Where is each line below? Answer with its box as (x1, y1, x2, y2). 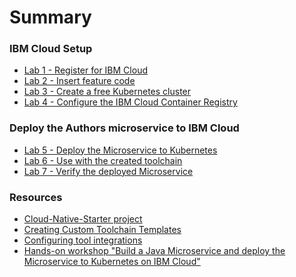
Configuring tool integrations (23, 234, 143, 246)
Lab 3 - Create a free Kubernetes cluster (23, 86, 192, 98)
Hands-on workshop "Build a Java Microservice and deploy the (23, 245, 286, 257)
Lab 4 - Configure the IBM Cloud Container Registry (23, 96, 238, 108)
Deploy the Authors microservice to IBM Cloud (9, 121, 240, 135)
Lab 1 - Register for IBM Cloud (23, 64, 148, 76)
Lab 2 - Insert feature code (23, 75, 136, 87)
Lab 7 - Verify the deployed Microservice (23, 165, 194, 177)
